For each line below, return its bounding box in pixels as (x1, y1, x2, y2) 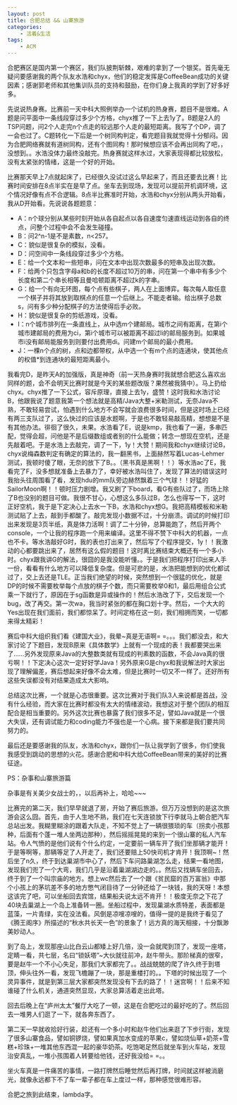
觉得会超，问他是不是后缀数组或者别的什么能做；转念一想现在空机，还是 (19, 432, 230, 440)
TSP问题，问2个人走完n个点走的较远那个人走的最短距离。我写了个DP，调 (7, 123, 221, 130)
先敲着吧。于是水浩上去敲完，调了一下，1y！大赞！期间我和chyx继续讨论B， (7, 441, 229, 448)
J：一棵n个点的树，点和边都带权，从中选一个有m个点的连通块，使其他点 (17, 346, 229, 355)
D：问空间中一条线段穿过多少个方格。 (17, 250, 128, 257)
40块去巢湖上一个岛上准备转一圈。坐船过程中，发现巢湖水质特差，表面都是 (7, 901, 226, 909)
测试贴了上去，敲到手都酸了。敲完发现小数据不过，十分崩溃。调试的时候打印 (7, 511, 230, 519)
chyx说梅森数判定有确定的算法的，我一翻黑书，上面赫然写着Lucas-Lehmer (7, 449, 224, 458)
